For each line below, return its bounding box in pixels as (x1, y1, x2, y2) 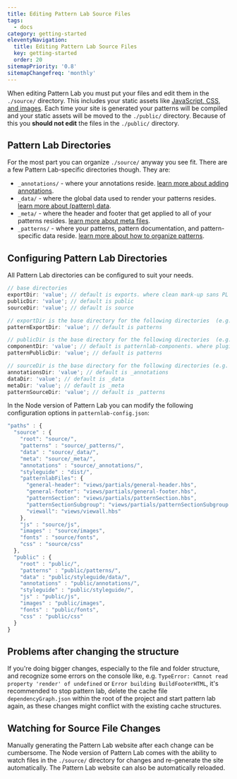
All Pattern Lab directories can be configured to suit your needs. (7, 271, 194, 280)
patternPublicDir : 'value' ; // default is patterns (7, 350, 162, 357)
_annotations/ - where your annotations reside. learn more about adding (17, 179, 229, 188)
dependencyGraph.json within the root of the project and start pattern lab (7, 694, 217, 703)
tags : (7, 17, 23, 24)
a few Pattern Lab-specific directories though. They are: (7, 165, 171, 174)
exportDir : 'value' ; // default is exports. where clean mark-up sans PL (7, 291, 229, 298)
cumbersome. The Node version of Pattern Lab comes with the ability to (7, 749, 217, 756)
